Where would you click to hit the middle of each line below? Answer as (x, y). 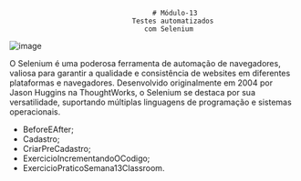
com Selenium (169, 29)
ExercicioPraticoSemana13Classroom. (93, 168)
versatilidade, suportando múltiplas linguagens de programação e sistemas (150, 102)
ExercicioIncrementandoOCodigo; (86, 158)
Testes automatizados (173, 21)
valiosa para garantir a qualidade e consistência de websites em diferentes (150, 73)
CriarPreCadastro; (57, 149)
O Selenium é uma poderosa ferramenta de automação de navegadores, (145, 63)
